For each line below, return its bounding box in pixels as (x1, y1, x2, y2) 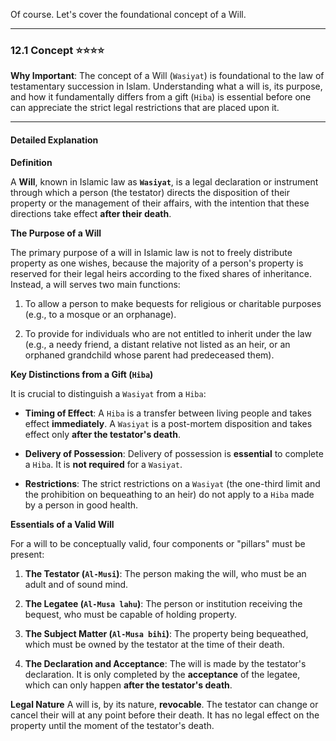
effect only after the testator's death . (24, 428, 181, 440)
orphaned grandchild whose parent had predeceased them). (24, 349, 275, 361)
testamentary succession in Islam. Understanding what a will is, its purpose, (10, 80, 323, 93)
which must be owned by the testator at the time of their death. (24, 638, 285, 650)
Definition (10, 156, 53, 168)
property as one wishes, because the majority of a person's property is (10, 257, 304, 269)
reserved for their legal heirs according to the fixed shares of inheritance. (10, 267, 313, 279)
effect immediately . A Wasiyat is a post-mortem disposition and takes (24, 417, 313, 429)
